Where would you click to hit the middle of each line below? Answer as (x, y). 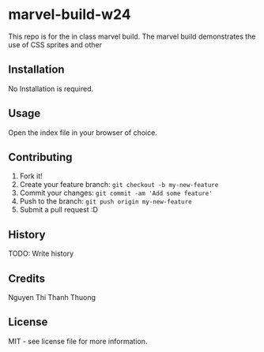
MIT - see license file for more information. (78, 341)
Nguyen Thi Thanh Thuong (52, 297)
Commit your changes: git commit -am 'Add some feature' (116, 193)
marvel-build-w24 (70, 15)
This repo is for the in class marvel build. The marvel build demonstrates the (132, 36)
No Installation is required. (51, 88)
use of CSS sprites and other (55, 44)
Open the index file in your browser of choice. (83, 133)
